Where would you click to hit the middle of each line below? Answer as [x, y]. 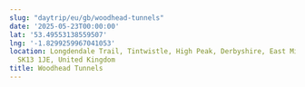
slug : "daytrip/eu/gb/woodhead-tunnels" [87, 18]
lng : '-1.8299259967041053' [63, 43]
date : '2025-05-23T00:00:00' [64, 26]
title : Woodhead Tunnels [56, 69]
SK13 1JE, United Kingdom [67, 60]
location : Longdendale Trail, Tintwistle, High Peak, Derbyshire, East [148, 52]
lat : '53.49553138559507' [58, 34]
